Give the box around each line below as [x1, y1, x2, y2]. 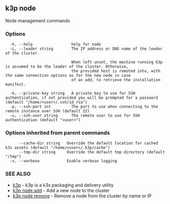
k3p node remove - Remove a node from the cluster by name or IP [12, 193, 152, 199]
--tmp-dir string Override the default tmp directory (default [18, 150, 165, 155]
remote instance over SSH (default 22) [5, 109, 90, 114]
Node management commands [5, 17, 70, 23]
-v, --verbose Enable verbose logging [10, 159, 117, 164]
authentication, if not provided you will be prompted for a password [5, 95, 158, 101]
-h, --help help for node [10, 42, 101, 47]
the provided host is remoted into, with [71, 69, 160, 74]
